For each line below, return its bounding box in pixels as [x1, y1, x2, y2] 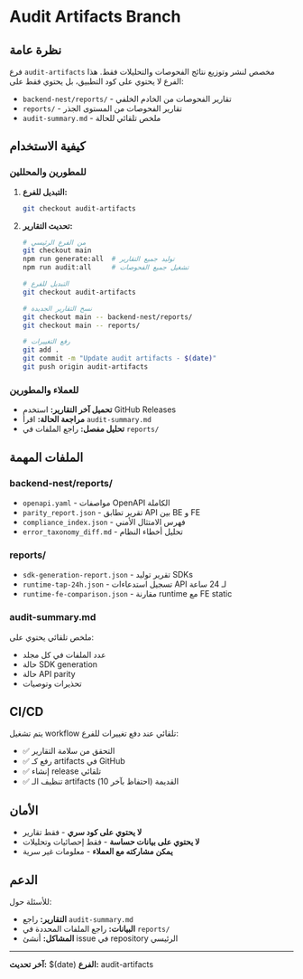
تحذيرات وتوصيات [22, 678, 83, 689]
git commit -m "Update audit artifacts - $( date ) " [22, 354, 217, 363]
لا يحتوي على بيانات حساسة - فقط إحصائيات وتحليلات [22, 836, 200, 847]
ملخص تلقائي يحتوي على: [9, 631, 95, 643]
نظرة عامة [9, 42, 62, 58]
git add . [22, 345, 60, 354]
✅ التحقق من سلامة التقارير [22, 746, 115, 757]
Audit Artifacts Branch [9, 6, 181, 27]
